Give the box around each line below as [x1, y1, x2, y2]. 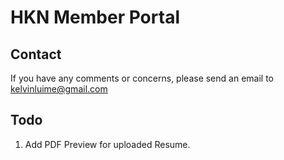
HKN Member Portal [10, 6, 180, 29]
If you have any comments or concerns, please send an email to [10, 72, 274, 84]
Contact [10, 46, 62, 63]
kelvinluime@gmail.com [10, 83, 108, 95]
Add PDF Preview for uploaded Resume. [24, 138, 191, 150]
